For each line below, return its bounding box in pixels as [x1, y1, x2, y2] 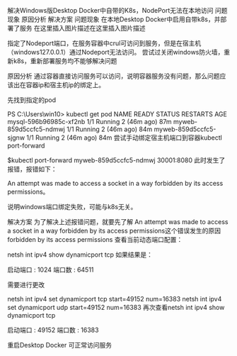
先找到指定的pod [7, 96, 57, 104]
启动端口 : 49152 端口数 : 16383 [7, 326, 99, 334]
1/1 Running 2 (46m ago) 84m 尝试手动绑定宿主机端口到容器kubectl [26, 133, 223, 142]
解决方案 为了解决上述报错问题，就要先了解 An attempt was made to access [7, 218, 229, 226]
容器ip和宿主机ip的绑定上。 [25, 81, 105, 89]
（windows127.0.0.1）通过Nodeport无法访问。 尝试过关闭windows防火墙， [7, 48, 224, 56]
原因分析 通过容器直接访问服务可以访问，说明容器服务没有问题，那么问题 [7, 72, 220, 80]
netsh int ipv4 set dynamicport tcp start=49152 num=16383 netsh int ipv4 [7, 295, 222, 303]
